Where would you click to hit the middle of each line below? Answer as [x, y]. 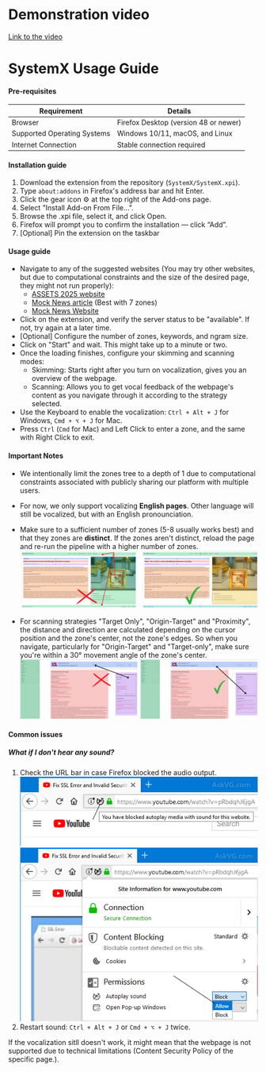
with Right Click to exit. [57, 437]
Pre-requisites [32, 91]
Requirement [61, 111]
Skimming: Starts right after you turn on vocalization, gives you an [139, 370]
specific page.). [34, 1059]
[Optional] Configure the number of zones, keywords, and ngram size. [134, 336]
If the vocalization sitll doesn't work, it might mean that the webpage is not [130, 1043]
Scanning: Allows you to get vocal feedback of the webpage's [133, 387]
